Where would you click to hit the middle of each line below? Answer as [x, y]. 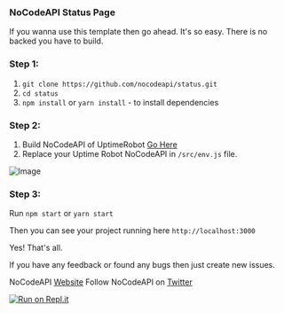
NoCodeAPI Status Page [62, 12]
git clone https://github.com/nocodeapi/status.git [119, 84]
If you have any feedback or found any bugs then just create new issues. [142, 265]
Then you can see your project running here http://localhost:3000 [132, 231]
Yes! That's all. [36, 248]
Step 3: [25, 194]
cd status [40, 94]
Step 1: [24, 64]
